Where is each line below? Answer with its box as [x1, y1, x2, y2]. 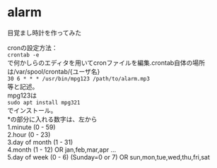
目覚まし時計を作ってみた [7, 28, 82, 37]
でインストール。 [7, 106, 57, 114]
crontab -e [7, 51, 40, 59]
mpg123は [7, 91, 37, 100]
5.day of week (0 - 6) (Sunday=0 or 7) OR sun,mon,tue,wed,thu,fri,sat [7, 152, 211, 161]
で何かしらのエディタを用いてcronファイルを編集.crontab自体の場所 [7, 58, 206, 67]
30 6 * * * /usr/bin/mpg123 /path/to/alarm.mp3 [7, 75, 151, 82]
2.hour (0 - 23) [7, 130, 51, 138]
